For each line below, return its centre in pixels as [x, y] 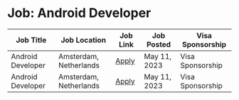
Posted [159, 44]
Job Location [84, 40]
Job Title [31, 40]
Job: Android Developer [79, 13]
